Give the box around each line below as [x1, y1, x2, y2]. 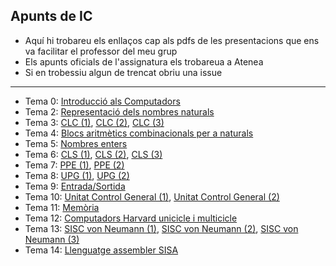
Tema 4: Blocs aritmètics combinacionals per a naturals [24, 127, 254, 139]
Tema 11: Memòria [24, 201, 100, 213]
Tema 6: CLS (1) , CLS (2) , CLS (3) [24, 148, 163, 160]
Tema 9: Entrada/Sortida [24, 180, 126, 192]
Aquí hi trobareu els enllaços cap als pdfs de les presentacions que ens [24, 34, 320, 46]
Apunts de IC [10, 8, 93, 25]
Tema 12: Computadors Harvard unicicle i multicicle [24, 212, 238, 224]
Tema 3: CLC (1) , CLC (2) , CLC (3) [24, 116, 165, 128]
